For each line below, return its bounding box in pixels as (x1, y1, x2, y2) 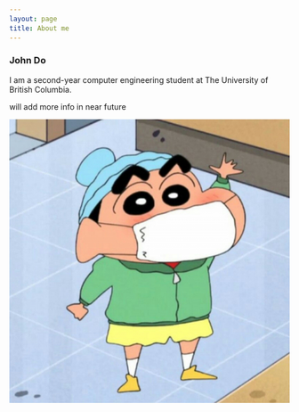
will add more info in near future (9, 101, 126, 111)
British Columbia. (9, 84, 72, 95)
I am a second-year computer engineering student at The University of (9, 74, 269, 85)
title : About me (9, 23, 69, 33)
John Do (9, 54, 46, 67)
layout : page (9, 14, 58, 23)
